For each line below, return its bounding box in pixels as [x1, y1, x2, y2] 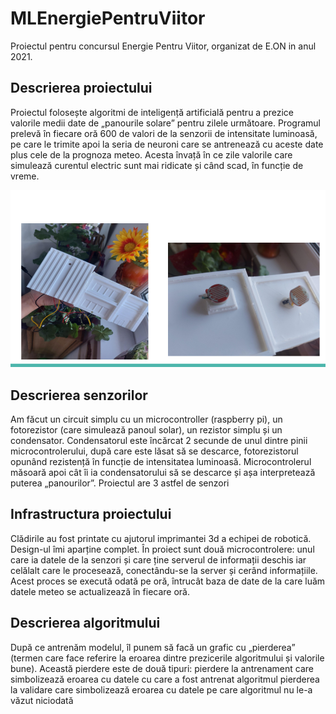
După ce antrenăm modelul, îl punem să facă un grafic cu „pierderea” [10, 641, 296, 653]
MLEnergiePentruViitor [10, 7, 206, 30]
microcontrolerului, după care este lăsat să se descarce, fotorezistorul [10, 445, 299, 457]
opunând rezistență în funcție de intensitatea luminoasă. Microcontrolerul [10, 456, 312, 468]
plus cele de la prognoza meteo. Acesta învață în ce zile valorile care [10, 148, 293, 161]
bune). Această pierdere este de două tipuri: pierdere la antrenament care [10, 662, 314, 674]
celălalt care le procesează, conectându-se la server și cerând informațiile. [10, 564, 318, 576]
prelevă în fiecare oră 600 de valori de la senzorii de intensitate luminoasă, [10, 127, 318, 139]
